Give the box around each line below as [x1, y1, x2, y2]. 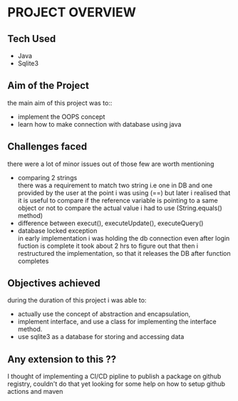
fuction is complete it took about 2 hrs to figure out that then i [17, 241, 199, 250]
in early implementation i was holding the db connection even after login [17, 234, 230, 242]
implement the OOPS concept [17, 112, 105, 121]
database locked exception [17, 226, 98, 235]
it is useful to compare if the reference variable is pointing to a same [17, 196, 219, 204]
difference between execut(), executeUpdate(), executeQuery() [17, 219, 204, 227]
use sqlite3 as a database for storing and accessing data [17, 333, 185, 341]
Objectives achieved [7, 277, 101, 289]
